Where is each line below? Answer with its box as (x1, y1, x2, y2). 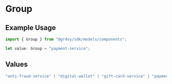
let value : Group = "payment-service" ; (5, 46, 91, 51)
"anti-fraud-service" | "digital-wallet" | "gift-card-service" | (5, 73, 150, 79)
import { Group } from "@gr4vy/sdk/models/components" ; (5, 37, 127, 42)
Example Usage (5, 23, 56, 32)
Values (5, 60, 28, 69)
